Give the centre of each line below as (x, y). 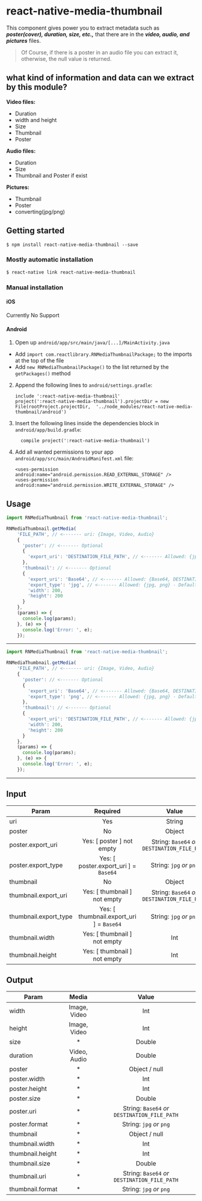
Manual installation (35, 287)
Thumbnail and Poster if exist (51, 175)
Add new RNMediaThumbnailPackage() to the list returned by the (92, 367)
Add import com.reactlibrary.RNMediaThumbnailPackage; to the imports (103, 354)
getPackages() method (43, 373)
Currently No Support (33, 315)
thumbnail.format (34, 1190)
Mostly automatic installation (50, 260)
